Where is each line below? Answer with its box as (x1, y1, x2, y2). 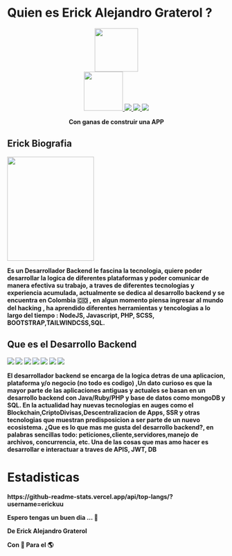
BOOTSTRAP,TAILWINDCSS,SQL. (7, 318, 105, 327)
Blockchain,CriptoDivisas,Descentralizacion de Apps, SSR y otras (7, 408, 200, 416)
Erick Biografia (7, 137, 73, 150)
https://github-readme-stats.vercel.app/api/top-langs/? (7, 492, 173, 500)
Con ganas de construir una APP (69, 117, 164, 126)
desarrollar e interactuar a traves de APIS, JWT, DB (7, 445, 157, 453)
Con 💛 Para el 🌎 (7, 540, 54, 549)
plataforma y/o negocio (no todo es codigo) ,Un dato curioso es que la (7, 378, 213, 387)
